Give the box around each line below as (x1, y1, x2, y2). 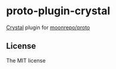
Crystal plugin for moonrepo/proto (6, 24, 90, 31)
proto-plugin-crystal (6, 4, 111, 18)
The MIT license (6, 57, 46, 64)
